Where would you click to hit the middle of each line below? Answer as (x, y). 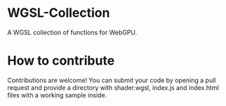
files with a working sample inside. (57, 95)
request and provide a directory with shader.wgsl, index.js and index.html (113, 87)
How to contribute (61, 61)
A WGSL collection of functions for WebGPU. (72, 32)
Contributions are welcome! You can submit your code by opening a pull (112, 80)
